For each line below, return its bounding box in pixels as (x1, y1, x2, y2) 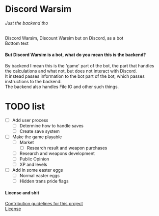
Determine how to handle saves (19, 123, 84, 128)
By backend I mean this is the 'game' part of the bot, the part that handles (5, 62, 155, 68)
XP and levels (19, 161, 48, 168)
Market (19, 139, 34, 145)
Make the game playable (12, 134, 62, 140)
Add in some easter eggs (12, 167, 63, 173)
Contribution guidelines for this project (5, 201, 83, 207)
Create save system (19, 128, 60, 134)
